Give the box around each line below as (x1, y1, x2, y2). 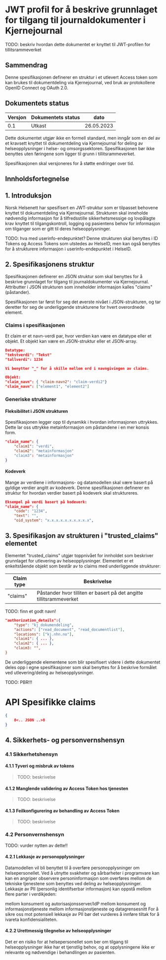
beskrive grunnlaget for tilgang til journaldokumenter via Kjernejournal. (5, 279, 149, 284)
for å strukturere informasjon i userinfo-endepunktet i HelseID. (5, 246, 132, 252)
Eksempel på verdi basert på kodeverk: (5, 500, 87, 505)
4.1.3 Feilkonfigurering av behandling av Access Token (5, 807, 120, 814)
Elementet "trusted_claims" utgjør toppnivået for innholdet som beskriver (5, 552, 154, 559)
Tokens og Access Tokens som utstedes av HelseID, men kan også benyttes (5, 240, 161, 246)
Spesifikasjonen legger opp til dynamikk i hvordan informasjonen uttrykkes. (5, 419, 159, 425)
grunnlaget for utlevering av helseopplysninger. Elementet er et (5, 558, 134, 564)
